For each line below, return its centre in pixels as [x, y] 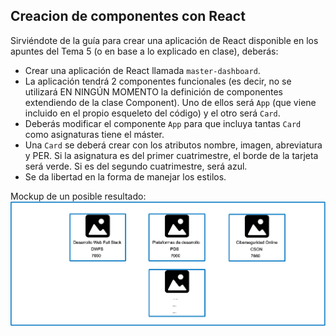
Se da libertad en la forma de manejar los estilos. [125, 176]
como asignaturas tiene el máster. [94, 134]
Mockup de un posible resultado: [78, 196]
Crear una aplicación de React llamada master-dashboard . [142, 70]
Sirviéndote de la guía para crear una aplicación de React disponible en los [164, 40]
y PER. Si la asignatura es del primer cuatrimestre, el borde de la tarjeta [171, 155]
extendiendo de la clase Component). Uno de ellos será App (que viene [170, 102]
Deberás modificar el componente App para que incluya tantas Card [163, 123]
